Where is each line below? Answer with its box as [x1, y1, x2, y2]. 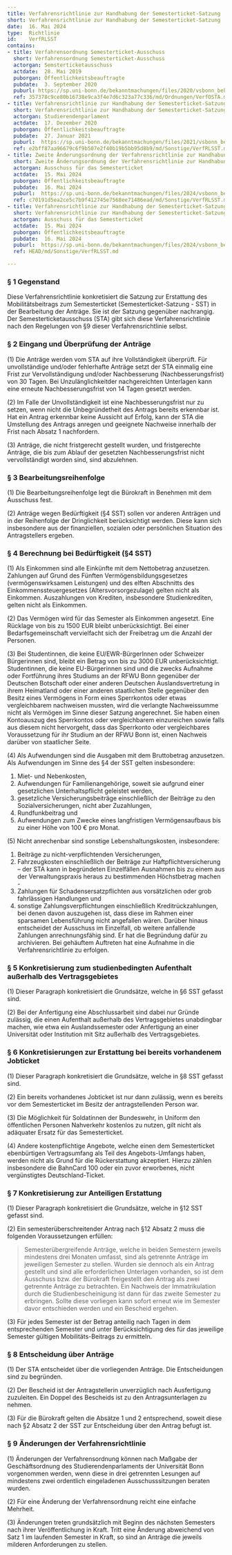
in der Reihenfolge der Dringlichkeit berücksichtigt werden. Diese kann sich [7, 516, 222, 524]
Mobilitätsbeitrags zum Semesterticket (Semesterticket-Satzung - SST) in [7, 300, 216, 309]
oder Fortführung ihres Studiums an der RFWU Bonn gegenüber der [7, 672, 200, 680]
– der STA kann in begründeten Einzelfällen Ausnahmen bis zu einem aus [17, 865, 225, 874]
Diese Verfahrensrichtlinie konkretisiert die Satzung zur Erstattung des [7, 293, 208, 301]
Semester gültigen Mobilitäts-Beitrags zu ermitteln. [7, 1332, 153, 1341]
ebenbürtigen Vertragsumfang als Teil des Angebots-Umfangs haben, [7, 1149, 206, 1157]
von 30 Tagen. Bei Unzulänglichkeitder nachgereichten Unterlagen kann [7, 377, 213, 385]
